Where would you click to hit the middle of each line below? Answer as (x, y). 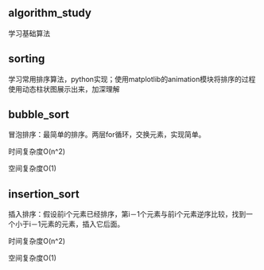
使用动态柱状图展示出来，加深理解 (64, 89)
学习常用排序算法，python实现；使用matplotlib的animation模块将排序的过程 (132, 79)
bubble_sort (39, 115)
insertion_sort (44, 194)
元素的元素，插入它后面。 (83, 224)
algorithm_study (50, 13)
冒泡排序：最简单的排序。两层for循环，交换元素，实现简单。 (107, 135)
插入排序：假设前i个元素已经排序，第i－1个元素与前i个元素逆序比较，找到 (127, 214)
